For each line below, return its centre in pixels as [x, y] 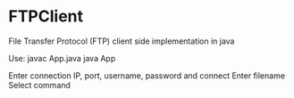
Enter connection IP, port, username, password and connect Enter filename [147, 75]
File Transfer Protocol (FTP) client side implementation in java [122, 41]
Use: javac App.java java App [62, 58]
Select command [39, 85]
